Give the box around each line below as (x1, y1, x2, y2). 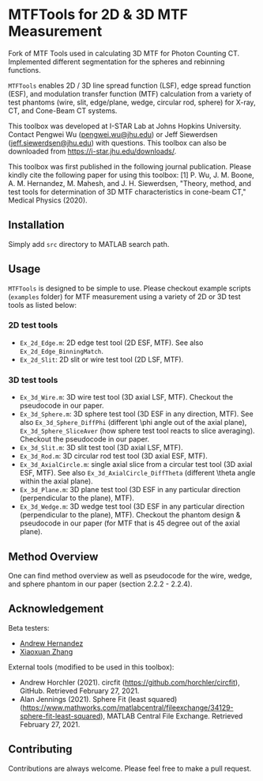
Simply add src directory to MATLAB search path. (8, 239, 170, 248)
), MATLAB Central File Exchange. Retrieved (100, 711, 243, 721)
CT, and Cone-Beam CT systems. (8, 105, 118, 116)
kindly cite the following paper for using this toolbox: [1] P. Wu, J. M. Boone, (8, 170, 254, 180)
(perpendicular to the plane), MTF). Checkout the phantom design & (19, 510, 241, 520)
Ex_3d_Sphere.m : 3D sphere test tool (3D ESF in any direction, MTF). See (19, 409, 254, 419)
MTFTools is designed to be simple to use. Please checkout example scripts (8, 283, 251, 293)
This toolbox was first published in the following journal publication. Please (8, 161, 251, 171)
